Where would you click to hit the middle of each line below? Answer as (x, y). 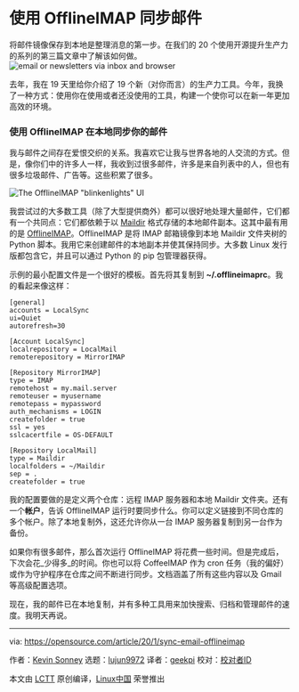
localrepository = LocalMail (63, 350)
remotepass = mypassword (55, 404)
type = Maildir (37, 459)
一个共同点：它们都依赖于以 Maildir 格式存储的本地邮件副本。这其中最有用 (152, 223)
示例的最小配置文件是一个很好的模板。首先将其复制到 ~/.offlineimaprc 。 (142, 275)
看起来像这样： (44, 286)
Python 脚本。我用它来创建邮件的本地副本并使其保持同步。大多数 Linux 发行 (148, 245)
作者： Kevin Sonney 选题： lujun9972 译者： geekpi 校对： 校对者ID (130, 660)
